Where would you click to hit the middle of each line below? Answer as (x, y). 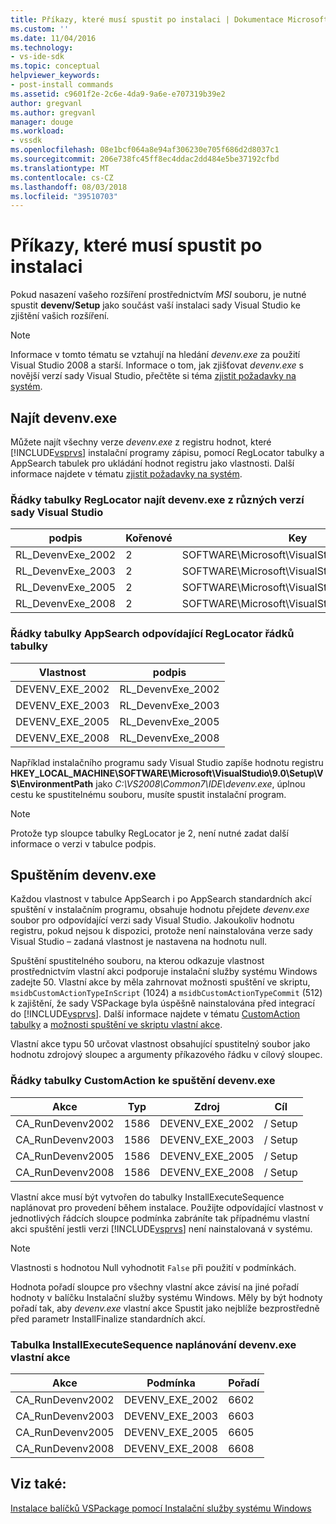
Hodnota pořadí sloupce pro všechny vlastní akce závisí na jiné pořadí (154, 1287)
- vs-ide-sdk (37, 57)
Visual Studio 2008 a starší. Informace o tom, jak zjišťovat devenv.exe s (157, 365)
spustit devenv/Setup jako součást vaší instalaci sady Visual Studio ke (155, 305)
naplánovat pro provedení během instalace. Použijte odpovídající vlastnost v (167, 1207)
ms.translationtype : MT (60, 168)
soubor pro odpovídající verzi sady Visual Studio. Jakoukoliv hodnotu (152, 920)
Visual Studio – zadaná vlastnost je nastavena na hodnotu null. (139, 942)
